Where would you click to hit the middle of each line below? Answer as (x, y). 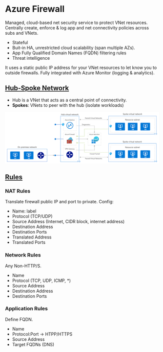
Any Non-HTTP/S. (23, 266)
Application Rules (26, 308)
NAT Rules (18, 191)
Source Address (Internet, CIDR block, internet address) (68, 222)
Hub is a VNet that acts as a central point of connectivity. (69, 100)
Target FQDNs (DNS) (33, 344)
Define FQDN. (19, 319)
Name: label (24, 211)
